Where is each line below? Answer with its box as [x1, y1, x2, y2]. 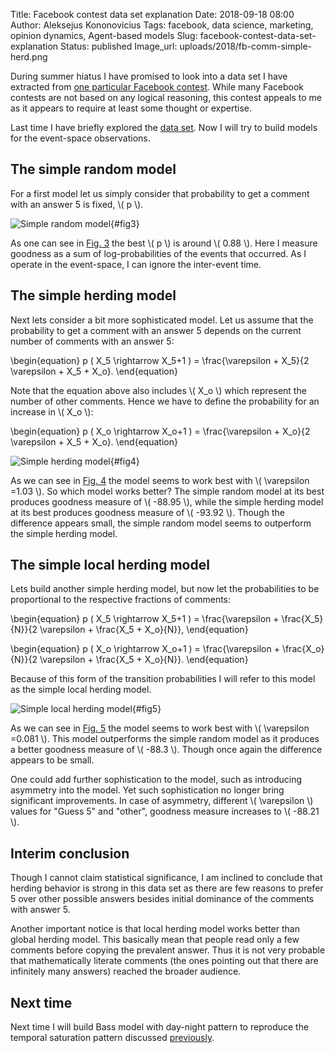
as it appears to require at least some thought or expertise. [10, 102, 252, 114]
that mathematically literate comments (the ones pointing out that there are [10, 955, 319, 967]
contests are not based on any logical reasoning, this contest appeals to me [10, 92, 322, 103]
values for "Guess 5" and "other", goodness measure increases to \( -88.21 [10, 805, 320, 818]
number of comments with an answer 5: [10, 335, 175, 347]
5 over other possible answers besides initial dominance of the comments [10, 893, 315, 905]
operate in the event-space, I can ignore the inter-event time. [10, 258, 262, 270]
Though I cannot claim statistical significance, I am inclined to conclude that [10, 872, 323, 884]
